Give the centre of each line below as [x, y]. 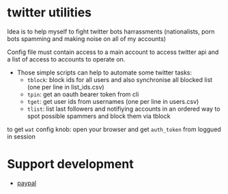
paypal [26, 183]
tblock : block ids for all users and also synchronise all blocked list [120, 79]
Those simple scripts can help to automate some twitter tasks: [104, 72]
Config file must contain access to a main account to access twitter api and [113, 52]
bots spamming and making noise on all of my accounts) [86, 38]
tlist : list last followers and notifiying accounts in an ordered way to [124, 109]
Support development [71, 164]
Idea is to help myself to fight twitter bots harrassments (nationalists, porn [111, 31]
